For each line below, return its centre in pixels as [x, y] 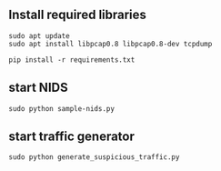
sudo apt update [39, 35]
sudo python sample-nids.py [62, 108]
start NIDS [39, 88]
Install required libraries [78, 15]
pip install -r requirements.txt [72, 60]
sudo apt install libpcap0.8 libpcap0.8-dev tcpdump [110, 44]
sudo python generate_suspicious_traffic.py [94, 157]
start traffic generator [72, 137]
